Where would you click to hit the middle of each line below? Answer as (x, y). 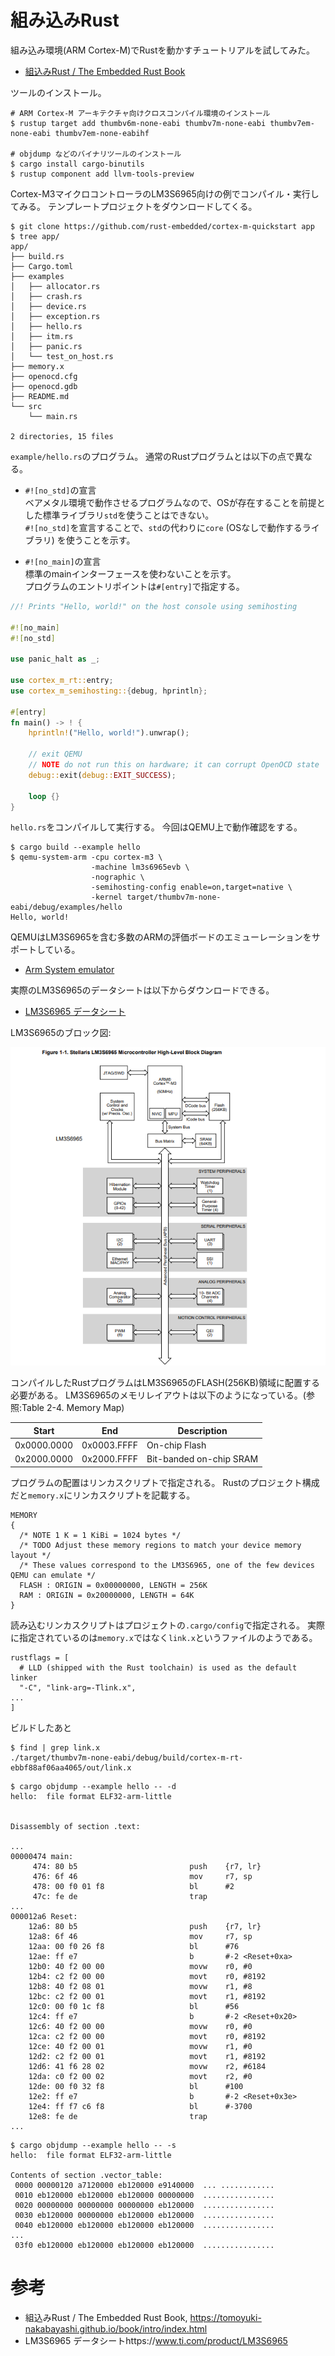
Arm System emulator (69, 970)
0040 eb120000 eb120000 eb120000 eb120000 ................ (144, 2225)
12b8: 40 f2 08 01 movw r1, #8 (140, 1986)
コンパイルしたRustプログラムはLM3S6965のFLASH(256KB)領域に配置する (165, 1383)
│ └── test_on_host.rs (62, 356)
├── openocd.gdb (44, 386)
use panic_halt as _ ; (55, 659)
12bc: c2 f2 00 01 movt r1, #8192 (147, 1996)
